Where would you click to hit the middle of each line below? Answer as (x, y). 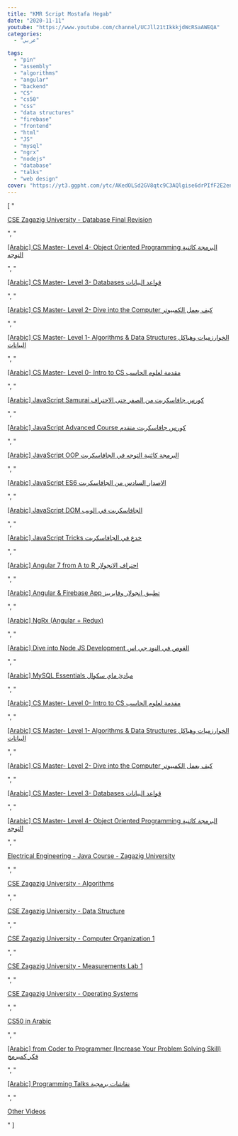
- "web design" (36, 178)
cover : (17, 186)
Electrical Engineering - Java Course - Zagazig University (91, 856)
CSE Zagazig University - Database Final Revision (80, 219)
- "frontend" (33, 126)
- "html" (27, 132)
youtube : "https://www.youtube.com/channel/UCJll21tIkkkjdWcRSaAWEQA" (114, 27)
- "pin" (25, 60)
